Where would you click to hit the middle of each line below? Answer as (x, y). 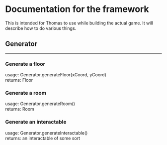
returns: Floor (19, 80)
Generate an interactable (36, 122)
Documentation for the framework (77, 9)
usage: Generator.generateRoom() (40, 104)
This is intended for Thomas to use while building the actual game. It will (79, 23)
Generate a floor (25, 64)
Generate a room (26, 93)
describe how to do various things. (41, 28)
